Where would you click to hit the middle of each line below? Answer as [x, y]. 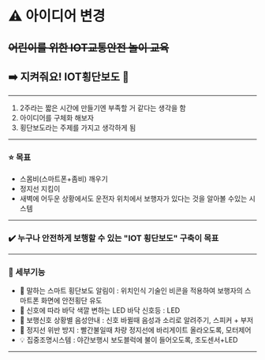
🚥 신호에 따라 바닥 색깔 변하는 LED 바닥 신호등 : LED [100, 310]
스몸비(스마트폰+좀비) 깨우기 [63, 179]
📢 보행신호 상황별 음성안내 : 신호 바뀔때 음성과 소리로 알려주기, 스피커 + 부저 [136, 321]
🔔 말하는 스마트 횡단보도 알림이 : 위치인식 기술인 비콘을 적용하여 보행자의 [131, 291]
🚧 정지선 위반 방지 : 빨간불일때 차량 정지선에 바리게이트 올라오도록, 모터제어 [135, 330]
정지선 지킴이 [40, 188]
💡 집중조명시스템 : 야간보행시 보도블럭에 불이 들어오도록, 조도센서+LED [129, 340]
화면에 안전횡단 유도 [71, 301]
